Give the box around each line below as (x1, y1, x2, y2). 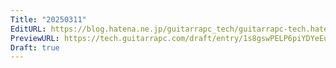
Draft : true (10, 42, 60, 53)
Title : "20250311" (10, 14, 87, 25)
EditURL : (10, 24, 47, 34)
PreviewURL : (10, 33, 60, 43)
